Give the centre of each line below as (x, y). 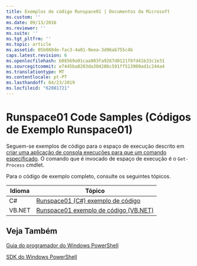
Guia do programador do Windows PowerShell (63, 245)
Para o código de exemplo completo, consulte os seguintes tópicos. (88, 176)
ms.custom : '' (24, 17)
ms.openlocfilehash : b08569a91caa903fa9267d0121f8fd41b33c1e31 (86, 61)
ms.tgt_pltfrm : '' (29, 39)
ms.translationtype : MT (35, 72)
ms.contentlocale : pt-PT (37, 77)
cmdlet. (35, 165)
